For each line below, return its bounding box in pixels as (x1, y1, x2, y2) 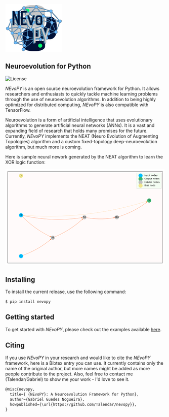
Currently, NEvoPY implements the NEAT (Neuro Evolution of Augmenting (5, 133, 158, 139)
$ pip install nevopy (5, 299, 51, 304)
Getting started (5, 313, 55, 322)
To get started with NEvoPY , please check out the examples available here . (5, 326, 162, 332)
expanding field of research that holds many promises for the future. (5, 127, 148, 134)
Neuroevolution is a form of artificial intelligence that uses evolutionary (5, 117, 153, 123)
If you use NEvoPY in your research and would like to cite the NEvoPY (5, 355, 151, 361)
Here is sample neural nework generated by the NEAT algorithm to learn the (5, 153, 163, 159)
